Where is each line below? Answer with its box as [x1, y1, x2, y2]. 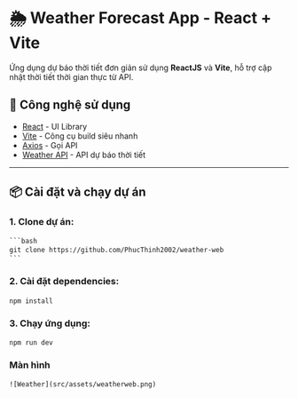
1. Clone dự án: [9, 216, 74, 228]
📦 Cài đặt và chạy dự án [9, 185, 146, 200]
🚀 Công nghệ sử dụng [9, 98, 131, 113]
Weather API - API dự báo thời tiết [21, 149, 146, 160]
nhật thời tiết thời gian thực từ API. [9, 71, 134, 82]
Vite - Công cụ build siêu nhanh [21, 131, 138, 141]
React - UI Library [21, 121, 88, 131]
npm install [9, 296, 53, 306]
